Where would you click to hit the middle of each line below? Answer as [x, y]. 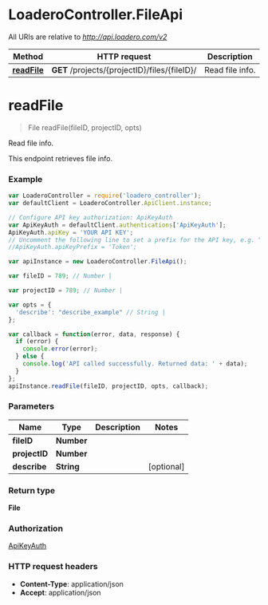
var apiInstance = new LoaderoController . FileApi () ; [98, 262]
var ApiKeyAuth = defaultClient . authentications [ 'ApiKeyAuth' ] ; [117, 225]
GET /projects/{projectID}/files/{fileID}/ [124, 69]
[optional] [166, 466]
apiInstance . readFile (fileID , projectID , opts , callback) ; [108, 386]
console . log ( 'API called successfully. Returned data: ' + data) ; [135, 364]
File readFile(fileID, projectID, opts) [85, 127]
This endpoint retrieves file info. [61, 158]
